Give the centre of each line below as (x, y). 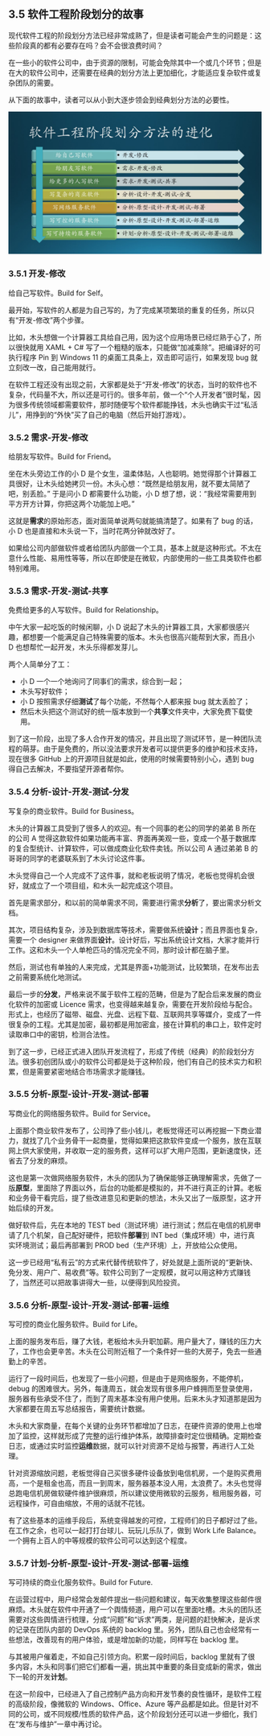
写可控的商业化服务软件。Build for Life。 (75, 1324)
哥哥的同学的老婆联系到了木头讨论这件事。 (79, 858)
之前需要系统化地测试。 (47, 977)
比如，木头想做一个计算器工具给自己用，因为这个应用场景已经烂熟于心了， (131, 337)
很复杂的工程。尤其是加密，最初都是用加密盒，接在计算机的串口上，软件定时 (135, 1024)
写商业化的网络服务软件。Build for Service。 (82, 1113)
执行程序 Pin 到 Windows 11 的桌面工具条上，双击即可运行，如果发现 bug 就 (133, 357)
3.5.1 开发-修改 (37, 274)
